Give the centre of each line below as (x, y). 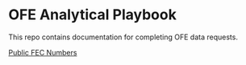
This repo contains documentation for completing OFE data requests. (123, 37)
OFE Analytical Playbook (93, 15)
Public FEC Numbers (43, 52)
